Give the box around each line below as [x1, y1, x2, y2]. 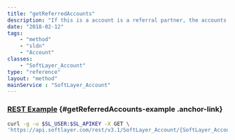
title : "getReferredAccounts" [7, 10, 96, 17]
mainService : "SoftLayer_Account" [7, 81, 111, 88]
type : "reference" [7, 68, 61, 75]
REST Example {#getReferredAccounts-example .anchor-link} [7, 104, 223, 114]
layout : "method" [7, 75, 58, 82]
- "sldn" [20, 42, 45, 49]
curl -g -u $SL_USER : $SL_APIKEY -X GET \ [7, 120, 130, 127]
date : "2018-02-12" [7, 23, 64, 30]
